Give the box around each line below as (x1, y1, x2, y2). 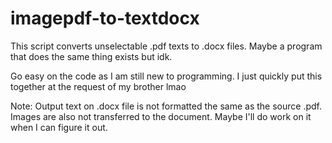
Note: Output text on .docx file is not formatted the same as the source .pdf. (10, 100, 322, 112)
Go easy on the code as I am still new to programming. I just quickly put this (10, 70, 323, 82)
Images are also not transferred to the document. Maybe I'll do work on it (10, 110, 312, 122)
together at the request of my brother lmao (10, 80, 187, 92)
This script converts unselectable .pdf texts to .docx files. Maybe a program (10, 40, 323, 52)
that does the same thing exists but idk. (10, 50, 173, 62)
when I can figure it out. (10, 121, 108, 133)
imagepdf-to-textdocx (10, 7, 200, 30)
